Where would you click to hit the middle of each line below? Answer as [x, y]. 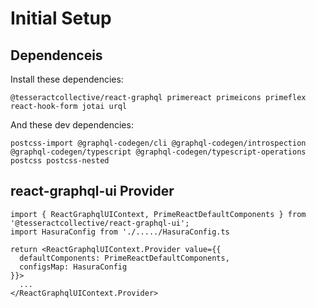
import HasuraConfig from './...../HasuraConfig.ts [120, 232]
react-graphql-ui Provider [92, 191]
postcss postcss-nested [60, 161]
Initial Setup [61, 18]
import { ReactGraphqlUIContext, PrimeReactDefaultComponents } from [158, 214]
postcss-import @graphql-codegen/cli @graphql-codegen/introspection [158, 143]
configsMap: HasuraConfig [73, 267]
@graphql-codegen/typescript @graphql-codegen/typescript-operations [158, 152]
